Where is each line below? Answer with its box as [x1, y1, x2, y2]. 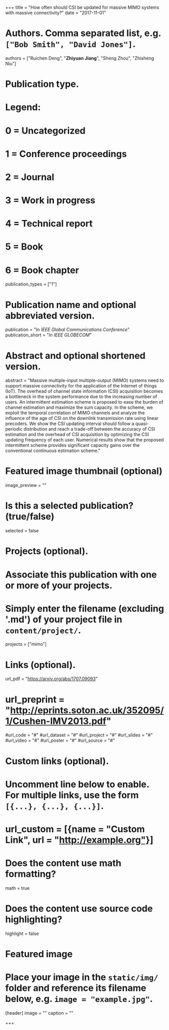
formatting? [5, 868, 56, 880]
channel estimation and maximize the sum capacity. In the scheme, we [5, 404, 153, 411]
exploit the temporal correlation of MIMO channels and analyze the [5, 410, 145, 416]
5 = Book [5, 241, 43, 253]
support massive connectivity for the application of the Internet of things [5, 383, 157, 389]
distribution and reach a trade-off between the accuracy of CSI [23, 426, 156, 432]
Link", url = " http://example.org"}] [5, 834, 154, 845]
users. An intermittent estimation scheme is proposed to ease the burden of [5, 399, 163, 405]
